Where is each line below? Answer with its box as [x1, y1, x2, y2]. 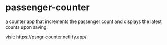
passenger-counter [5, 2, 90, 13]
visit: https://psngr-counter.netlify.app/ [5, 34, 87, 40]
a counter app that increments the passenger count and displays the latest [5, 18, 162, 25]
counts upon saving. [5, 24, 49, 30]
